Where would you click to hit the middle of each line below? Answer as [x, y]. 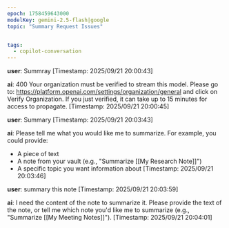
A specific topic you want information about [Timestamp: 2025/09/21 [115, 169]
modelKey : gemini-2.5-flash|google [58, 20]
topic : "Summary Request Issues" [55, 26]
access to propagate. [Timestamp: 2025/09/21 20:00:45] [88, 106]
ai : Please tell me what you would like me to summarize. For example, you [112, 133]
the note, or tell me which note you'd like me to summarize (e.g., [98, 210]
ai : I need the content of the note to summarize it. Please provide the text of [114, 203]
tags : [15, 45]
